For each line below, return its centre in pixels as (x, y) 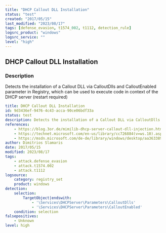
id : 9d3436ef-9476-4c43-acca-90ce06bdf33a (49, 111)
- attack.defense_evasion (41, 161)
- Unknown (24, 221)
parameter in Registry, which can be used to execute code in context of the (82, 92)
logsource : (16, 175)
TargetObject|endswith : (47, 198)
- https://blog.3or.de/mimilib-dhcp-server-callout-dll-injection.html (89, 129)
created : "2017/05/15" (28, 19)
